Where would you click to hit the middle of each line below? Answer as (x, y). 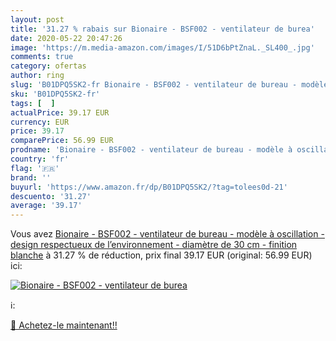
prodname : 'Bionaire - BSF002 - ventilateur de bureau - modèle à (151, 150)
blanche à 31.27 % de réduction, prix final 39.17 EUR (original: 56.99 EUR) (161, 255)
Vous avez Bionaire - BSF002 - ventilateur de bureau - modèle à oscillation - (167, 234)
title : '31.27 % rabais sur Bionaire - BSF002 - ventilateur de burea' (162, 29)
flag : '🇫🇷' (35, 168)
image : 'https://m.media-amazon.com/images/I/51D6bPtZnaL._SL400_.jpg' (162, 47)
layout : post (37, 19)
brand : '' (31, 177)
